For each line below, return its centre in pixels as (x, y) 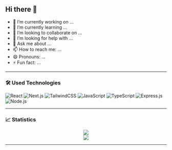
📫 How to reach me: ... (37, 49)
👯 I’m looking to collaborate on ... (47, 33)
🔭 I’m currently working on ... (43, 22)
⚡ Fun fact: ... (27, 62)
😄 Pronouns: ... (29, 56)
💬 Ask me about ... (32, 44)
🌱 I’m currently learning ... (40, 27)
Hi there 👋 (21, 9)
